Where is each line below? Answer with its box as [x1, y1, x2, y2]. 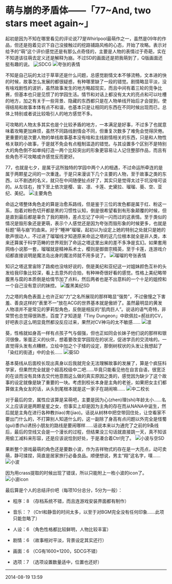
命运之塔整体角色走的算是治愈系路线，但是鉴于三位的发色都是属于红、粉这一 [5, 201, 167, 207]
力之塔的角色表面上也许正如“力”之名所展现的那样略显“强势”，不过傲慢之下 [5, 293, 161, 299]
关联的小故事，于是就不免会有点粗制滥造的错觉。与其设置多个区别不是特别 [9, 141, 167, 147]
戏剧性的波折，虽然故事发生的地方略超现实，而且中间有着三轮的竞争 [14, 85, 158, 91]
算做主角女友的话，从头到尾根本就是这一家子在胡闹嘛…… [5, 385, 125, 392]
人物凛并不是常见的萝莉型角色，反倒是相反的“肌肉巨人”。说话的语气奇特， [5, 306, 162, 312]
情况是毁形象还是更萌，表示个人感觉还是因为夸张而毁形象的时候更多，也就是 [5, 220, 167, 226]
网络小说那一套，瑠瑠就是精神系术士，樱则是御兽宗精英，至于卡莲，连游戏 [5, 246, 162, 252]
